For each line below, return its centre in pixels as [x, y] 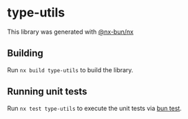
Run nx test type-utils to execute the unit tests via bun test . [95, 108]
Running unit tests [47, 92]
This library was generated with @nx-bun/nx [71, 32]
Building [25, 53]
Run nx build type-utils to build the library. [70, 69]
